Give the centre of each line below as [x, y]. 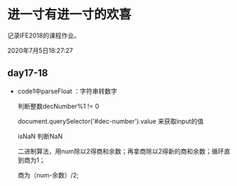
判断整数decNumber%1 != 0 [58, 106]
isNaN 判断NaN [40, 136]
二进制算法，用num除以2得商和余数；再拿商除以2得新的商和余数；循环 [121, 151]
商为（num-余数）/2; [48, 175]
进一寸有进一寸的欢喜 [70, 14]
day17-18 [28, 73]
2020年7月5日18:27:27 [40, 50]
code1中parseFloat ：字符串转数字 [68, 91]
